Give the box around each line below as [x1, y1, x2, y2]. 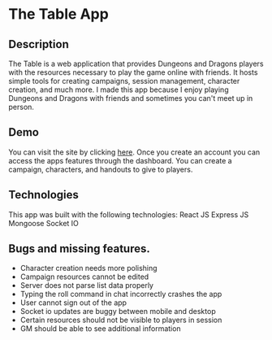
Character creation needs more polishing [19, 264, 158, 273]
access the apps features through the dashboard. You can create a [8, 155, 233, 165]
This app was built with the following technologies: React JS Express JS [8, 209, 249, 220]
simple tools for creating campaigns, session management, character [8, 76, 240, 85]
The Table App [8, 5, 110, 24]
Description [8, 37, 69, 51]
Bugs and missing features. [8, 242, 150, 256]
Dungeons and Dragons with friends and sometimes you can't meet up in [8, 94, 253, 102]
